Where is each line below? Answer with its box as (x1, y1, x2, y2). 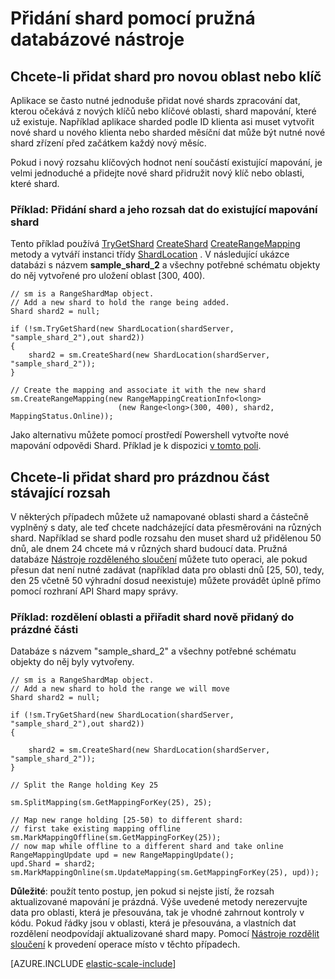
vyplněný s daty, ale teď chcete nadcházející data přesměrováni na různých (10, 522, 322, 534)
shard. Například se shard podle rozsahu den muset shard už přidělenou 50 (10, 532, 322, 544)
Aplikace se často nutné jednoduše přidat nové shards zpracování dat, (10, 95, 301, 106)
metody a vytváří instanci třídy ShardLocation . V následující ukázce (10, 248, 290, 261)
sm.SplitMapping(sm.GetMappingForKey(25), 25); (10, 798, 213, 808)
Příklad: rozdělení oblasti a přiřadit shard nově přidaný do (10, 610, 295, 624)
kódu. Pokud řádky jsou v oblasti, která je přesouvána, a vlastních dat (10, 917, 297, 929)
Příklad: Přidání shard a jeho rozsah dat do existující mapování (10, 202, 318, 216)
